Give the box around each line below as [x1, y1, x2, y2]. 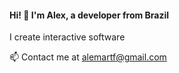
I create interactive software [9, 31, 126, 43]
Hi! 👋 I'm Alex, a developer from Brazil [9, 9, 170, 21]
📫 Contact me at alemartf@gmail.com [9, 51, 167, 63]
